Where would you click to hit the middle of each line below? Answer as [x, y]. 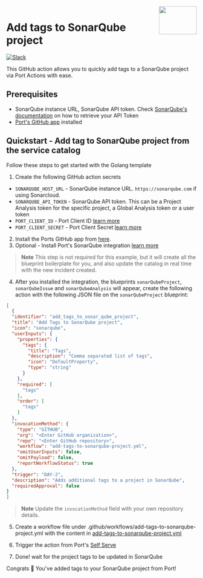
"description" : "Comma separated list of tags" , [90, 356]
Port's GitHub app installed [49, 122]
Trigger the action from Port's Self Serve [66, 545]
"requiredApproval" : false [46, 486]
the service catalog [43, 151]
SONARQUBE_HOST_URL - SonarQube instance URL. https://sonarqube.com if [106, 188]
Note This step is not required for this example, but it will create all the [108, 257]
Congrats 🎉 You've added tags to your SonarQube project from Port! [91, 568]
